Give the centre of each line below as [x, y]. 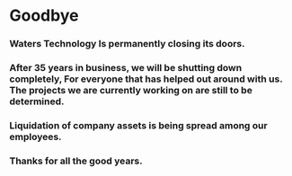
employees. [35, 136]
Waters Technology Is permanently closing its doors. [127, 44]
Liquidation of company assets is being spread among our [138, 125]
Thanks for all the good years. [76, 161]
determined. [37, 101]
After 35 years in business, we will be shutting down [126, 68]
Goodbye [44, 16]
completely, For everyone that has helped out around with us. [146, 79]
